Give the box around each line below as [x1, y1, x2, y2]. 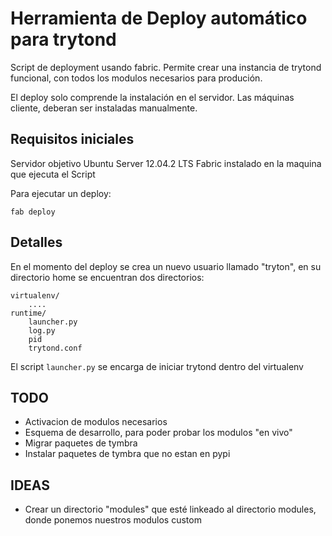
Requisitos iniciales [10, 131, 135, 148]
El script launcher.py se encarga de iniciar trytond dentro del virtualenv [10, 360, 304, 372]
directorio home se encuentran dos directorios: [10, 271, 205, 283]
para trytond [10, 28, 117, 51]
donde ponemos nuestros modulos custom [24, 514, 202, 526]
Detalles [10, 234, 63, 251]
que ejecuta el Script [10, 168, 96, 180]
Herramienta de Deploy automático [10, 7, 308, 30]
